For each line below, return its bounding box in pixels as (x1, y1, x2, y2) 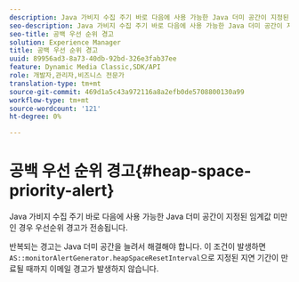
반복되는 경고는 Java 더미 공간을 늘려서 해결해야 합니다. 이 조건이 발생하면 (9, 241, 267, 252)
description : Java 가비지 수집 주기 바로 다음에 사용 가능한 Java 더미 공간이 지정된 (9, 12, 289, 22)
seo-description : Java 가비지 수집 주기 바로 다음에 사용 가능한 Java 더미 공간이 (9, 21, 283, 30)
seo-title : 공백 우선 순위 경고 (9, 29, 114, 38)
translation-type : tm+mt (9, 79, 101, 88)
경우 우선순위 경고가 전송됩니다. (18, 222, 128, 233)
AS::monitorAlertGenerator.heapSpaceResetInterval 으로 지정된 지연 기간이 (9, 253, 279, 263)
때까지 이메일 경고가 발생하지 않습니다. (25, 263, 159, 274)
